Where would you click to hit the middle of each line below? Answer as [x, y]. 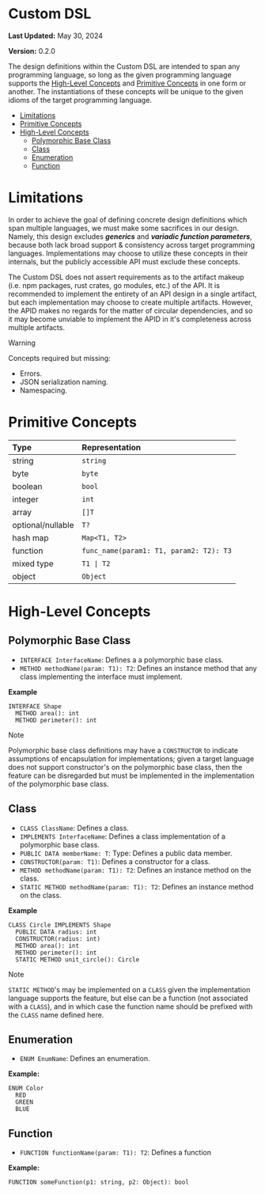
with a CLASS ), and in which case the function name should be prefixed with [131, 1006]
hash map [30, 537]
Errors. [30, 373]
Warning [22, 343]
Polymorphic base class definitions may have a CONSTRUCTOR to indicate [123, 750]
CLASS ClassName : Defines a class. [74, 828]
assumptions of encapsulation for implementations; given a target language [131, 758]
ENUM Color [26, 1089]
